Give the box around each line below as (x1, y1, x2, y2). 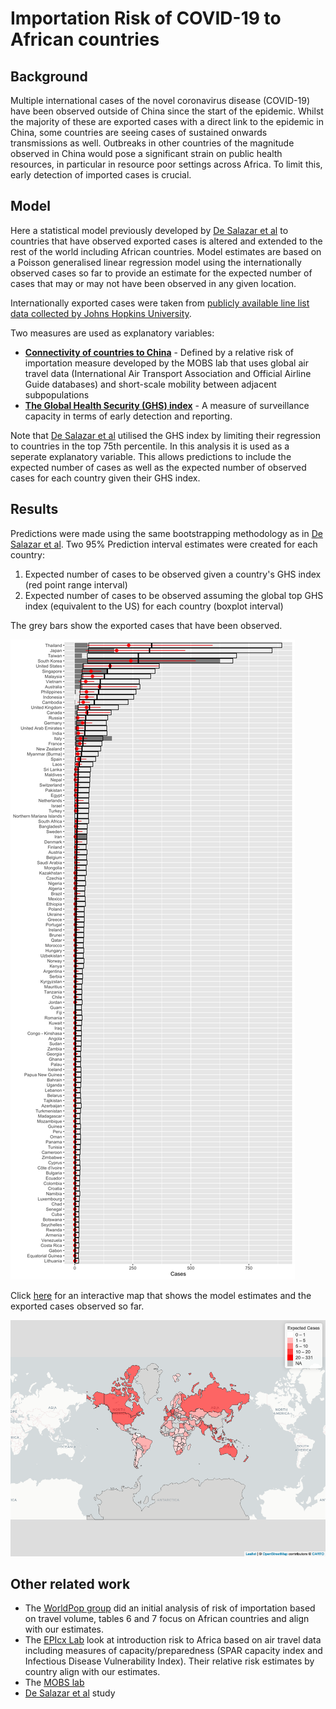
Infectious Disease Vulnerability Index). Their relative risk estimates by (24, 1655, 315, 1667)
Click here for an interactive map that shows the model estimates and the (10, 1289, 312, 1301)
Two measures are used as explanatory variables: (10, 327, 215, 339)
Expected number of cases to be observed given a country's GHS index (24, 568, 322, 580)
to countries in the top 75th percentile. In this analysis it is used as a (10, 440, 290, 452)
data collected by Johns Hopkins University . (10, 307, 192, 319)
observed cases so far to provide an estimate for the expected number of (10, 267, 313, 279)
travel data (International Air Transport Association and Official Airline (24, 367, 312, 379)
